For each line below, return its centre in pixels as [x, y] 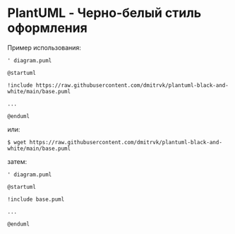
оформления [48, 28]
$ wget [17, 142]
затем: [17, 161]
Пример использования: [44, 47]
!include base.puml [36, 199]
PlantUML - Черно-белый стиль [104, 13]
